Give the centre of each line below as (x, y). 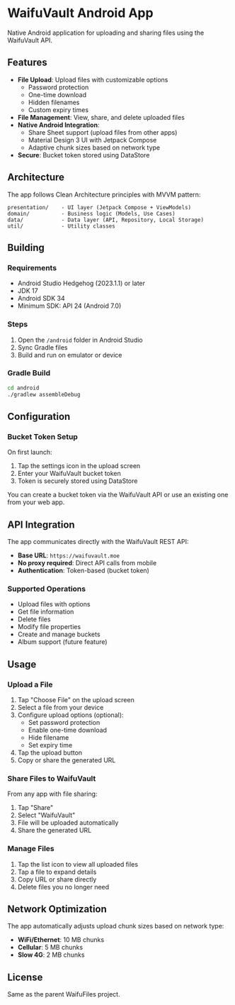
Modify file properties (49, 627)
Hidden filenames (54, 102)
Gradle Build (29, 373)
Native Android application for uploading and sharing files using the (106, 33)
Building (26, 247)
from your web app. (36, 502)
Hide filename (48, 738)
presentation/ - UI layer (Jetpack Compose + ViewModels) (99, 207)
